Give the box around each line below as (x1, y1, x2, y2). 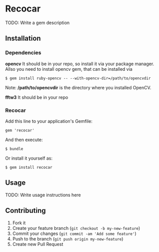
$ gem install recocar (5, 165, 52, 170)
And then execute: (5, 137, 43, 143)
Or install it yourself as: (5, 155, 52, 161)
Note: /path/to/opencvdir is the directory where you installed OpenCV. (5, 84, 151, 90)
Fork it (12, 219, 26, 226)
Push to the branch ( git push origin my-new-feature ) (12, 235, 123, 241)
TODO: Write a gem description (5, 20, 70, 26)
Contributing (5, 206, 46, 215)
